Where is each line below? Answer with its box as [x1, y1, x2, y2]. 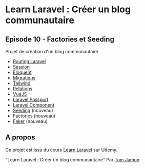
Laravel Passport [12, 96, 49, 102]
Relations [12, 86, 33, 92]
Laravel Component [12, 102, 55, 108]
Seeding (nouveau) [12, 108, 54, 113]
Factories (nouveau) [12, 113, 55, 119]
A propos [5, 133, 35, 142]
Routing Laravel [12, 58, 46, 65]
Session [12, 64, 30, 70]
